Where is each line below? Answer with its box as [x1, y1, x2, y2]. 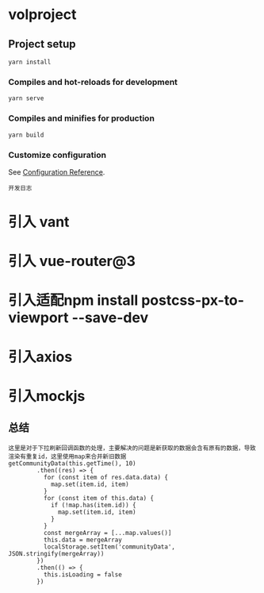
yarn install [8, 58, 52, 66]
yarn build [8, 131, 44, 139]
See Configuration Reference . [8, 167, 105, 176]
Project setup [8, 37, 77, 51]
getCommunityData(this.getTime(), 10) [8, 459, 136, 468]
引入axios [8, 348, 73, 366]
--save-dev [71, 309, 149, 327]
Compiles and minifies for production [8, 113, 155, 124]
